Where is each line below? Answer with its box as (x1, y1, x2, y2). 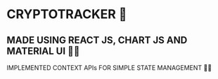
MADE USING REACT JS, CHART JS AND (6, 34, 188, 46)
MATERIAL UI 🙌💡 (6, 45, 80, 57)
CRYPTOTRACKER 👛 (6, 6, 127, 22)
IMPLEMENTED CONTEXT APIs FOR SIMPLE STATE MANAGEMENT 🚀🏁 (6, 64, 212, 72)
